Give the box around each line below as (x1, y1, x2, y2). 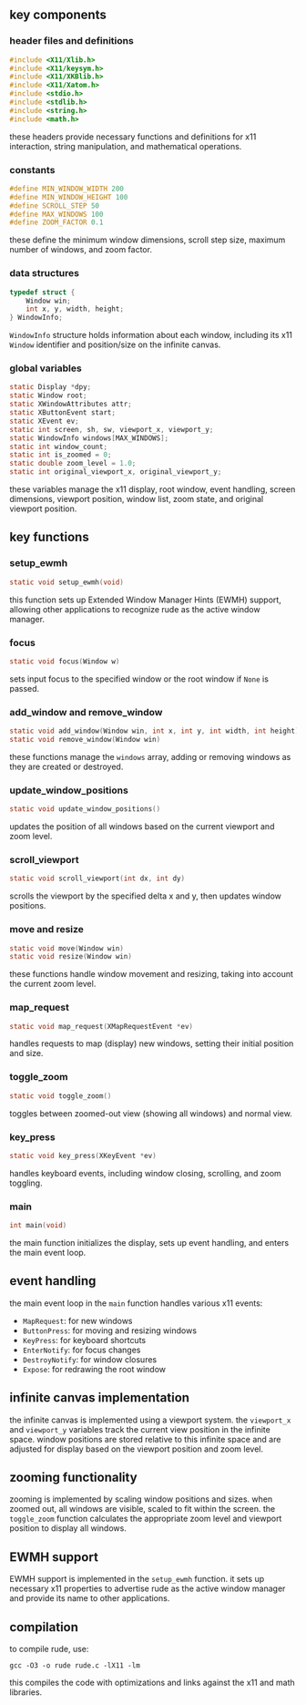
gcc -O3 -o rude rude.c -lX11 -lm (9, 1661, 141, 1670)
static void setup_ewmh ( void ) (9, 578, 125, 587)
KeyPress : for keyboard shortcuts (22, 1334, 147, 1345)
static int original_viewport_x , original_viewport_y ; (9, 467, 222, 477)
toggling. (9, 1177, 43, 1188)
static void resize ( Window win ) (9, 952, 132, 961)
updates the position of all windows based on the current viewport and (9, 821, 275, 832)
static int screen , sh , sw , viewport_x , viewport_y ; (9, 425, 214, 434)
